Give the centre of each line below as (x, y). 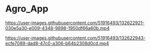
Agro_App (27, 9)
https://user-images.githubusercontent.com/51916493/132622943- (75, 38)
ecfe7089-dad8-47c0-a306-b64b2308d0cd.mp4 (57, 43)
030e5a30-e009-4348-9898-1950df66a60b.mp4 (58, 28)
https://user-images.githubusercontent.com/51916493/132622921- (75, 23)
